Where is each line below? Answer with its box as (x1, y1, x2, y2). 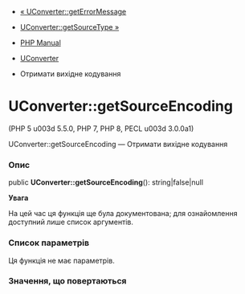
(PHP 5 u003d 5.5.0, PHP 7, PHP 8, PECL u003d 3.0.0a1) (8, 124, 194, 133)
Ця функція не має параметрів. (8, 255, 115, 265)
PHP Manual (19, 38, 62, 47)
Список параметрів (8, 237, 90, 248)
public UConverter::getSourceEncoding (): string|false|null (8, 178, 203, 187)
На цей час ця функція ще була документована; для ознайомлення (8, 209, 238, 218)
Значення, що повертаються (8, 276, 127, 287)
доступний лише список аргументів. (8, 217, 134, 227)
